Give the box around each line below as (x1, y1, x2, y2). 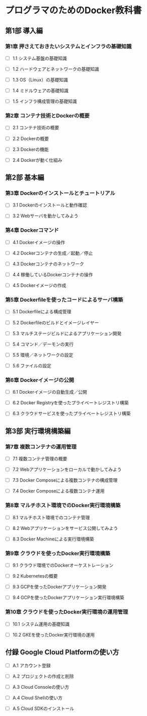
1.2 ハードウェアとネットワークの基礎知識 (12, 66, 99, 72)
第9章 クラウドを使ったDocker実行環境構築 (5, 550, 111, 557)
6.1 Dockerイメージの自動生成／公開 (12, 389, 87, 395)
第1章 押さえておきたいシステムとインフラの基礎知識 (5, 43, 132, 50)
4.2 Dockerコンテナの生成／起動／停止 (12, 250, 93, 256)
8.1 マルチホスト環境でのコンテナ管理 (12, 514, 90, 520)
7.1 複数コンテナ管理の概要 (12, 456, 67, 461)
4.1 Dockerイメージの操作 (12, 239, 65, 245)
